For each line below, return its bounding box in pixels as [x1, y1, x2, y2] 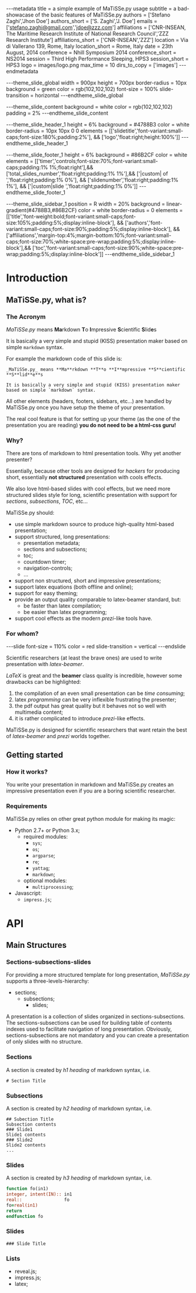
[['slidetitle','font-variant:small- [108, 127, 184, 134]
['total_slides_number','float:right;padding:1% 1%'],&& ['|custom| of [6, 170, 168, 177]
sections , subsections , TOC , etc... [6, 498, 88, 505]
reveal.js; [14, 1268, 37, 1275]
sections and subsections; [23, 546, 87, 553]
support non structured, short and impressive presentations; [14, 577, 161, 584]
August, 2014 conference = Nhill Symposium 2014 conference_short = [6, 49, 177, 56]
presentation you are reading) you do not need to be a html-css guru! [6, 421, 177, 428]
